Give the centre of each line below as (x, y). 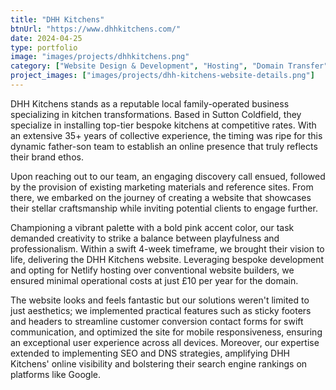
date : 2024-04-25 (46, 38)
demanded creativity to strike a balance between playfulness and (145, 238)
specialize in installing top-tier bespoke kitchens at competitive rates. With (163, 125)
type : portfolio (44, 47)
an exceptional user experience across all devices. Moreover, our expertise (165, 342)
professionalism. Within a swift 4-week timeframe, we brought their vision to (167, 248)
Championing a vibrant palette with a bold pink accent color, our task (152, 227)
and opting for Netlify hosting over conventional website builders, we (152, 270)
